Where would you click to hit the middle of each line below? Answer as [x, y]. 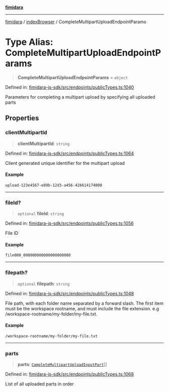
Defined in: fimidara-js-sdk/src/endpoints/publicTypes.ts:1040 [70, 87]
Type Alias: [29, 42]
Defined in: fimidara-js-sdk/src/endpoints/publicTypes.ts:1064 [70, 153]
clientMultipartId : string [44, 144]
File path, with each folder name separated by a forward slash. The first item [84, 303]
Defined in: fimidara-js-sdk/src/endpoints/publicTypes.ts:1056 [70, 223]
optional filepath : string [44, 284]
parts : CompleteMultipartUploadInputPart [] [62, 364]
